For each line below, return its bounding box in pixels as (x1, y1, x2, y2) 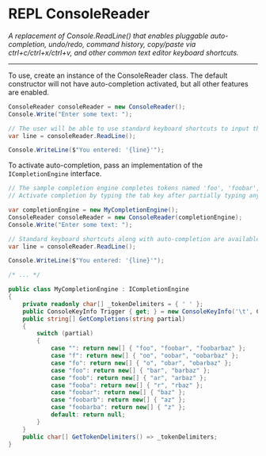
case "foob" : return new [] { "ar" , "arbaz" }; (50, 374, 207, 381)
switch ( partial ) (36, 330, 93, 338)
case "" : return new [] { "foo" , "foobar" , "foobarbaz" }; (50, 344, 246, 353)
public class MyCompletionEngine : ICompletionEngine (8, 285, 190, 293)
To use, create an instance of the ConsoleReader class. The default (8, 71, 228, 80)
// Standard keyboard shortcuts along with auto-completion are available (8, 235, 260, 243)
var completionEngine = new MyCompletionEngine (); (8, 206, 179, 214)
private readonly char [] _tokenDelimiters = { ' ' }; (22, 300, 203, 308)
